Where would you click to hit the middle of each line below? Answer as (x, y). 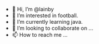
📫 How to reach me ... (40, 35)
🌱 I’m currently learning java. (47, 22)
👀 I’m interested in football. (45, 15)
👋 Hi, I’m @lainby (33, 9)
